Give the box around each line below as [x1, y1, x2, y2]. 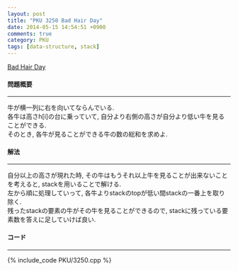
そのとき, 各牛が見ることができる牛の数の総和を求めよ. [7, 130, 168, 139]
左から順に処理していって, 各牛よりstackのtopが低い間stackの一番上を [7, 189, 213, 197]
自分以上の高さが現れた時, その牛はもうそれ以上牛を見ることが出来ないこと [7, 171, 228, 180]
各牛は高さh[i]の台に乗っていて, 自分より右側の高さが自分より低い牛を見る [7, 113, 225, 121]
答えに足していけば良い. [25, 215, 96, 224]
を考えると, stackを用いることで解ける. [7, 180, 122, 188]
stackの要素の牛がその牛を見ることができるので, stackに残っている [25, 207, 222, 215]
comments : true [7, 30, 52, 38]
